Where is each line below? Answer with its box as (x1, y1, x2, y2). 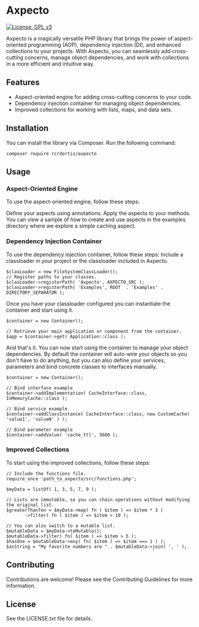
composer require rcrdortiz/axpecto (6, 150, 97, 157)
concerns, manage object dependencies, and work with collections (24, 54, 189, 61)
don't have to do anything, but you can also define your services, (6, 356, 166, 364)
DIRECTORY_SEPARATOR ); (6, 290, 65, 296)
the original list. (6, 502, 55, 508)
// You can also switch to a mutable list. (6, 523, 116, 529)
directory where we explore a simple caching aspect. (6, 222, 136, 229)
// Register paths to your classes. (6, 274, 97, 280)
